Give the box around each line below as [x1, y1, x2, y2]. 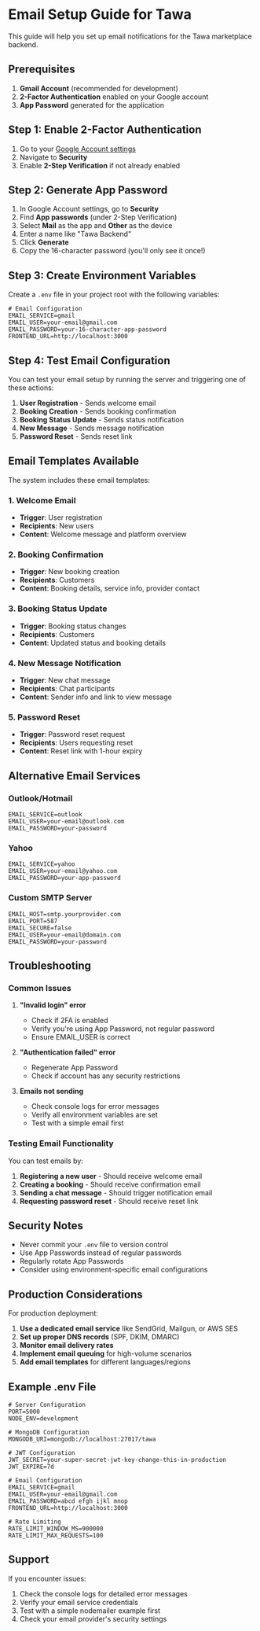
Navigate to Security [19, 152, 88, 162]
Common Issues [8, 982, 72, 993]
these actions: [8, 383, 54, 392]
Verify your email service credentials [19, 1597, 139, 1607]
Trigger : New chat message [19, 676, 111, 685]
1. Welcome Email [8, 495, 76, 506]
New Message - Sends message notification [19, 423, 165, 433]
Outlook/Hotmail [8, 793, 73, 804]
